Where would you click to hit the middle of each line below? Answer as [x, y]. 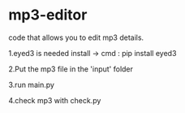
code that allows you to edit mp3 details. [76, 37]
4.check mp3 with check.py [55, 100]
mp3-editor [48, 15]
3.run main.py [32, 85]
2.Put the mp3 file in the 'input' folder [71, 69]
